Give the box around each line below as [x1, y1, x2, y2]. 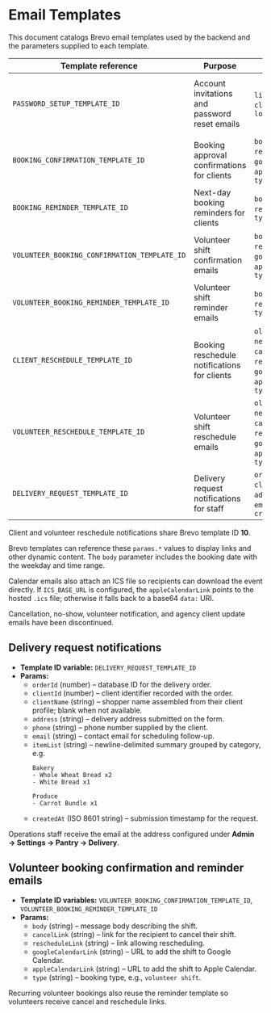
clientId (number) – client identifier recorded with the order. [31, 688, 234, 698]
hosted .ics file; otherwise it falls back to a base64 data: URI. [8, 593, 215, 603]
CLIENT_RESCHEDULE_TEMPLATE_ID [12, 355, 133, 364]
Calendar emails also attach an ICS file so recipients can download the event [8, 576, 263, 586]
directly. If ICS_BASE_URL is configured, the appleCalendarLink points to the [8, 584, 254, 595]
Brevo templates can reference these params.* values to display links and [8, 543, 252, 553]
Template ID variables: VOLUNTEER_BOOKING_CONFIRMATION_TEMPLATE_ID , [19, 895, 253, 905]
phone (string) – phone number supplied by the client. [31, 722, 208, 732]
